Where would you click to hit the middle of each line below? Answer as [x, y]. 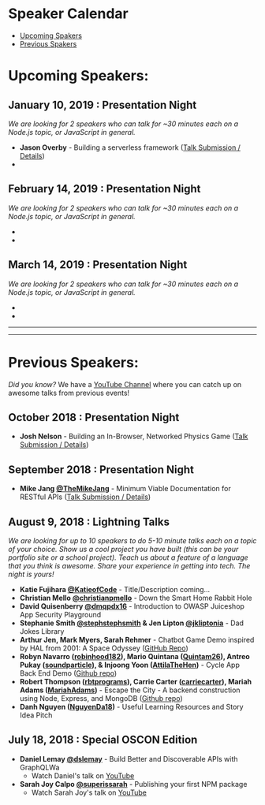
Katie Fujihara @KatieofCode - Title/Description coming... [115, 589]
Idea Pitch [36, 715]
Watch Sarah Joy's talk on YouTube [89, 792]
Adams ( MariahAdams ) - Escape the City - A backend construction [130, 690]
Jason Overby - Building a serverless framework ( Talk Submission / [130, 147]
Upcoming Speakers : [78, 76]
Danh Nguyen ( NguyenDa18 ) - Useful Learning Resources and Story [131, 706]
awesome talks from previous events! [69, 393]
